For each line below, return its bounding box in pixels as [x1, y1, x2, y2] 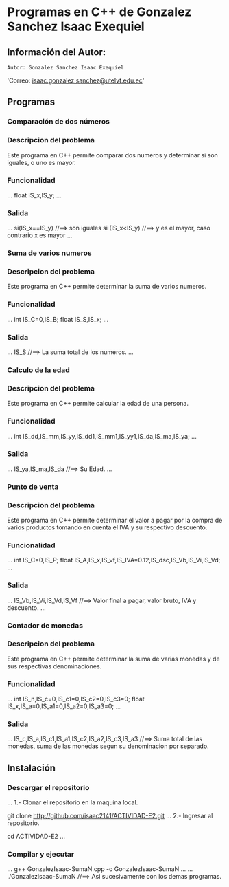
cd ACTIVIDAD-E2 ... [7, 833, 65, 841]
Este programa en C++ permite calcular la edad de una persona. [7, 399, 189, 408]
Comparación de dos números [7, 117, 110, 127]
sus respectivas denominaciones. [7, 661, 102, 670]
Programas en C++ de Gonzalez [7, 4, 192, 20]
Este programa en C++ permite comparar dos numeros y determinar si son [7, 151, 218, 159]
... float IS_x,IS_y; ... [7, 190, 62, 199]
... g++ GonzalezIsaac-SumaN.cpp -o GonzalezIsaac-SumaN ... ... [7, 865, 193, 873]
